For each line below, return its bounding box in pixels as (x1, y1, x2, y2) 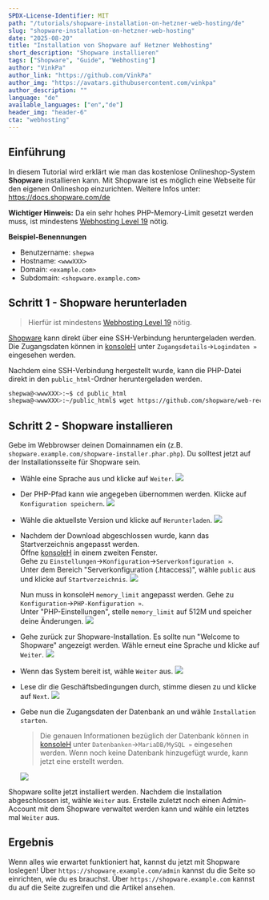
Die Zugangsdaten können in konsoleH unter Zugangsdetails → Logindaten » (8, 341, 258, 351)
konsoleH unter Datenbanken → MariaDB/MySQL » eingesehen (39, 740, 233, 749)
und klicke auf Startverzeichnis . (19, 574, 128, 585)
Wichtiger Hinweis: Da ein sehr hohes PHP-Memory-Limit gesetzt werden (8, 207, 254, 217)
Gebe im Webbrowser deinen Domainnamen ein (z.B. (8, 440, 183, 450)
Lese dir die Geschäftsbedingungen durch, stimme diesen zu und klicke (19, 682, 257, 692)
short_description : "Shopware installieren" (8, 49, 159, 57)
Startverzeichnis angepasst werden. (19, 540, 140, 549)
